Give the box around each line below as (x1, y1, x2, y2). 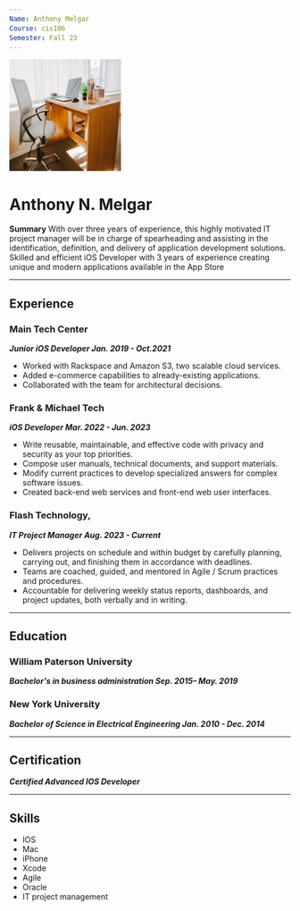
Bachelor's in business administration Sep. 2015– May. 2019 (9, 676, 238, 687)
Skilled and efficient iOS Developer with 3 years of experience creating (9, 252, 271, 263)
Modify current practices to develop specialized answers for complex (21, 468, 279, 478)
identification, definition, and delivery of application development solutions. (9, 242, 287, 254)
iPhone (21, 854, 49, 865)
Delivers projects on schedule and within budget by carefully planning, (21, 546, 282, 558)
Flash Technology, (9, 510, 91, 522)
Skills (9, 810, 40, 826)
